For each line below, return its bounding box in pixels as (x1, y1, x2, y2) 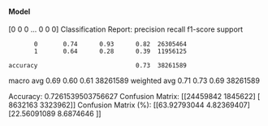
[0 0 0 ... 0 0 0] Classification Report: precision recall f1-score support (8, 24, 244, 34)
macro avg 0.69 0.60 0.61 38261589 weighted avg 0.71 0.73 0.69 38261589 (8, 76, 260, 85)
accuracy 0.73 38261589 (8, 62, 187, 70)
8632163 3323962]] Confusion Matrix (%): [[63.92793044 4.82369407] (8, 100, 250, 110)
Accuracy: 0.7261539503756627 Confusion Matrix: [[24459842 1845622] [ (8, 92, 261, 102)
